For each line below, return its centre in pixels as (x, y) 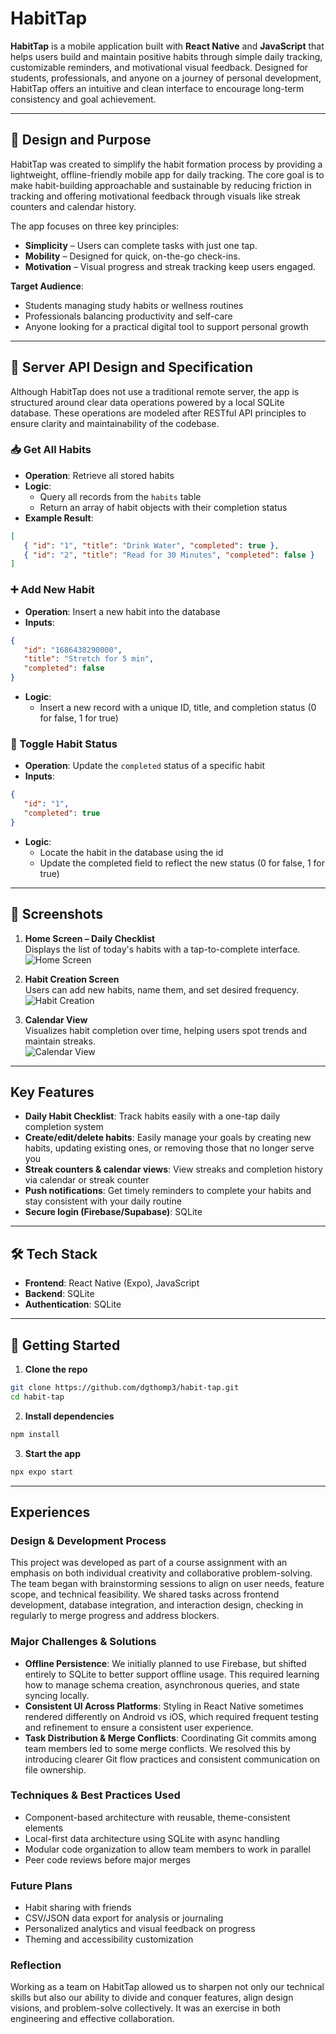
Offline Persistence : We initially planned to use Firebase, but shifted (165, 1663)
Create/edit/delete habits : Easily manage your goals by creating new (168, 1138)
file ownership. (55, 1769)
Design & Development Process (88, 1540)
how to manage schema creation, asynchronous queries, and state (162, 1684)
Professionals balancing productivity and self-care (128, 316)
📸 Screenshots (57, 914)
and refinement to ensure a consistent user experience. (139, 1727)
